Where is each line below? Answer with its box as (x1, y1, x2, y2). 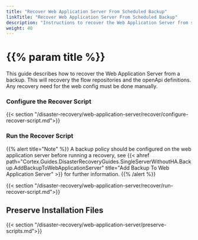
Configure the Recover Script (6, 98, 91, 106)
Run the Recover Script (6, 132, 74, 140)
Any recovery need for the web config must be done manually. (6, 83, 158, 90)
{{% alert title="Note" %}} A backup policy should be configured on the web (6, 145, 192, 153)
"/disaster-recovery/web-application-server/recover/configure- (34, 111, 189, 118)
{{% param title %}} (6, 51, 105, 64)
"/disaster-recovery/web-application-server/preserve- (34, 221, 167, 228)
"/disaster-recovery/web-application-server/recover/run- (34, 181, 173, 189)
